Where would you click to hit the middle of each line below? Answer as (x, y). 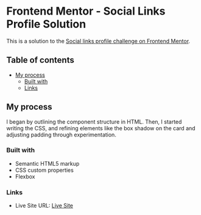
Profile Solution (46, 24)
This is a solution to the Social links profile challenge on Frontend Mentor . (98, 41)
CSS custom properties (44, 170)
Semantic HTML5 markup (47, 163)
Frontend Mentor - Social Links (86, 11)
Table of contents (40, 60)
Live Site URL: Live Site (44, 206)
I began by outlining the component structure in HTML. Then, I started (94, 122)
